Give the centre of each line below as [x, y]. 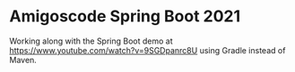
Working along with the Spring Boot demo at [91, 41]
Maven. [23, 60]
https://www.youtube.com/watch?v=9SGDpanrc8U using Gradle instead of [147, 50]
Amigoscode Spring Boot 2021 [125, 16]
